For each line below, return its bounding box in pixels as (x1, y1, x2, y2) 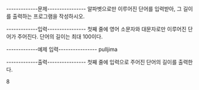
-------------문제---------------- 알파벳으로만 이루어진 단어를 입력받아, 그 (6, 5, 182, 12)
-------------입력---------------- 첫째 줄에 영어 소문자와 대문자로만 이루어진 (6, 26, 187, 32)
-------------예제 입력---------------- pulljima (6, 46, 118, 53)
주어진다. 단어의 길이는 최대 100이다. (17, 33, 103, 40)
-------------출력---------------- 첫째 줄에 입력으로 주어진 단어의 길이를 (6, 59, 177, 65)
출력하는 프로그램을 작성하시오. (12, 13, 85, 20)
